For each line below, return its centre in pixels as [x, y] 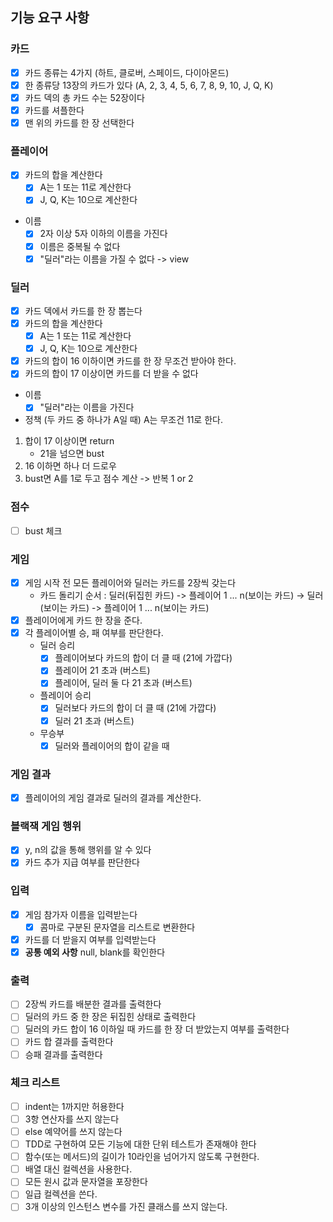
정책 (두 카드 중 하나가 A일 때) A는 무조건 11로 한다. [123, 420]
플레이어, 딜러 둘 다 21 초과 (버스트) [123, 683]
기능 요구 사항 [50, 18]
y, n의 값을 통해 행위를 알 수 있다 [88, 850]
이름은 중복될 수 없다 [80, 246]
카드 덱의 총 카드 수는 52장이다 [84, 97]
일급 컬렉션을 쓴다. [61, 1194]
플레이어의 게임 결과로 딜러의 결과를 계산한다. [113, 797]
